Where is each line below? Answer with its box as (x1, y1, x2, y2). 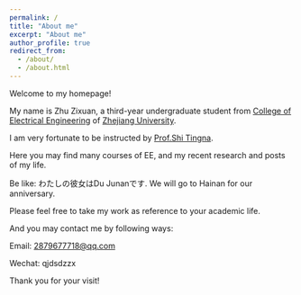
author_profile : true (9, 38, 91, 48)
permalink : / (9, 13, 59, 22)
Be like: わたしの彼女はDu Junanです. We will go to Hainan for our (9, 177, 253, 189)
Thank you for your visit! (9, 275, 100, 286)
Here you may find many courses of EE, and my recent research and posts (9, 149, 286, 160)
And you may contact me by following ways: (9, 222, 174, 234)
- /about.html (17, 64, 70, 73)
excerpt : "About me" (9, 30, 87, 39)
